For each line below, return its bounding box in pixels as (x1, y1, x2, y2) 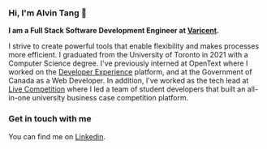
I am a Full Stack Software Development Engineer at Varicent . (8, 26, 220, 36)
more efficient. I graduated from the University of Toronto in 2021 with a (8, 50, 249, 60)
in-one (8, 93, 31, 103)
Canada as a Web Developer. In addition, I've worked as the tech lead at (8, 76, 249, 86)
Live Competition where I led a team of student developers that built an (8, 84, 246, 94)
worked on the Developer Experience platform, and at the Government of (8, 67, 253, 77)
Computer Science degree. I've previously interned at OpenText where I (8, 58, 248, 68)
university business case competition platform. (32, 93, 189, 103)
